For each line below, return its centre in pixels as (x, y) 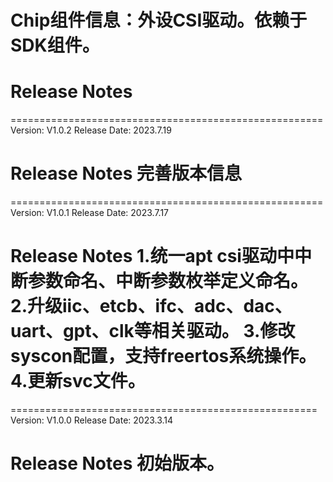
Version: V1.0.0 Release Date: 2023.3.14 (92, 420)
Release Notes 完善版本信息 (126, 173)
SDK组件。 (55, 45)
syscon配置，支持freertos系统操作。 (163, 356)
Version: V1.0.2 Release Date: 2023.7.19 (91, 130)
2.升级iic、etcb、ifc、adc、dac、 (151, 306)
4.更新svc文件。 (78, 381)
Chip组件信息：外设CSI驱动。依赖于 (159, 20)
